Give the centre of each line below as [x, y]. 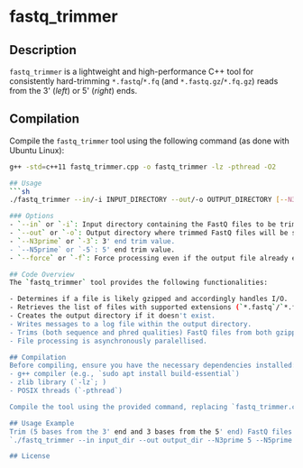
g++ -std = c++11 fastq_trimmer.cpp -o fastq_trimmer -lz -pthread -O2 [143, 167]
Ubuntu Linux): [37, 150]
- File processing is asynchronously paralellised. [108, 341]
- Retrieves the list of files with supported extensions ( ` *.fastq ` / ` [147, 307]
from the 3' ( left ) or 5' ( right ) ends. [73, 91]
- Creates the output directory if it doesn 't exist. [113, 316]
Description [43, 50]
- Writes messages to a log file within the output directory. [131, 324]
